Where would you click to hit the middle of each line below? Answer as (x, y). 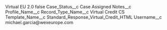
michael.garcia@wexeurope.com (39, 22)
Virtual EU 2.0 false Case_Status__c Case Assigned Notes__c (68, 7)
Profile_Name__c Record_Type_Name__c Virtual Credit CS (65, 12)
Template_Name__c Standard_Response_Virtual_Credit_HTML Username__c (84, 17)
